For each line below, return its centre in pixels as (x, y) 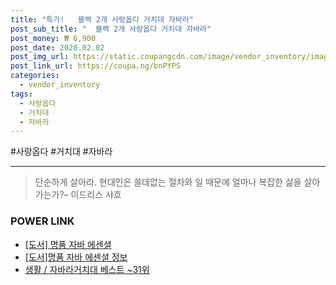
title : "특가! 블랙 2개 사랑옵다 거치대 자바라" (102, 19)
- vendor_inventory (60, 85)
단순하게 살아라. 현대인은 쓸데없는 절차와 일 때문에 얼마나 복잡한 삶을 (168, 182)
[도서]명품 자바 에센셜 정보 (76, 257)
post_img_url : (40, 57)
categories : (35, 76)
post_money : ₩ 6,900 (53, 38)
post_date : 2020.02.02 (57, 47)
